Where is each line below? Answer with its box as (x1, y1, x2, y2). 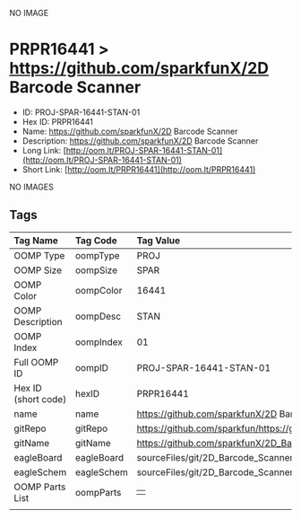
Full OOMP (13, 356, 59, 368)
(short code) (13, 392, 67, 405)
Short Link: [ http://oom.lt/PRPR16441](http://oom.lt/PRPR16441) (21, 163, 256, 174)
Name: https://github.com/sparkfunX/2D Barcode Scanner (21, 126, 238, 136)
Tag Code (74, 233, 118, 246)
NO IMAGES (9, 181, 54, 192)
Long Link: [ (21, 145, 67, 155)
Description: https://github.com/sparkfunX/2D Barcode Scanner (21, 135, 259, 146)
